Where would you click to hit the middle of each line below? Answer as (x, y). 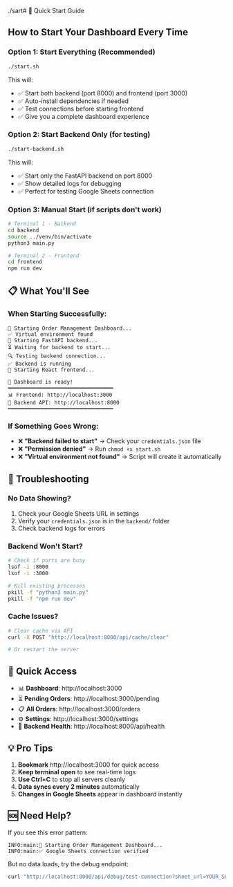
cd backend (24, 230)
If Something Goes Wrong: (53, 426)
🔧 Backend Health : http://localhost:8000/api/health (91, 727)
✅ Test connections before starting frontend (81, 109)
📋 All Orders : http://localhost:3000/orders (79, 709)
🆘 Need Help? (40, 816)
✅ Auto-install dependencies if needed (73, 101)
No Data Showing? (39, 498)
